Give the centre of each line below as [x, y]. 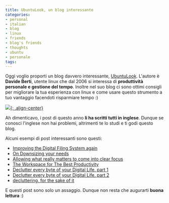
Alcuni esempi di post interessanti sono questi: [54, 138]
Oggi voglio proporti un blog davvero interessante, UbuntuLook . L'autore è [82, 76]
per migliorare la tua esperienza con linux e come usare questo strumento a [84, 92]
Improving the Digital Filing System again [55, 148]
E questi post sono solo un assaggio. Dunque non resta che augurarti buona [84, 190]
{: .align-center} [27, 108]
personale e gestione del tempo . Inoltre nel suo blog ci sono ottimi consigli [83, 87]
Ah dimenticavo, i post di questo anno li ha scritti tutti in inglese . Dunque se [84, 118]
